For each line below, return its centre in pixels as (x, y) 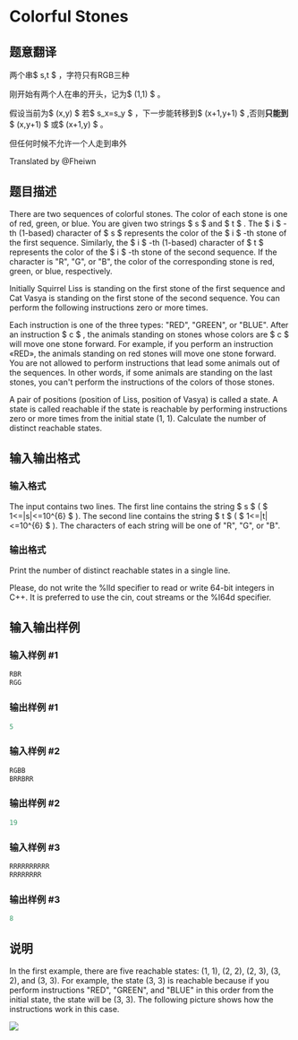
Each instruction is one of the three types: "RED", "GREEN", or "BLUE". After (149, 325)
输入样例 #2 (35, 751)
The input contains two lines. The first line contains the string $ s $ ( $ (139, 506)
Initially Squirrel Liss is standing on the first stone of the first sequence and (147, 288)
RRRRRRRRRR (30, 866)
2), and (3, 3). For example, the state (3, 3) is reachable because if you (140, 980)
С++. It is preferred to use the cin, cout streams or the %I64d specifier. (140, 597)
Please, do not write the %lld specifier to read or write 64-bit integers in (142, 587)
